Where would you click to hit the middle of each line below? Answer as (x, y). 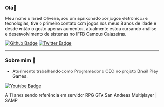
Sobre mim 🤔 (20, 60)
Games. (20, 76)
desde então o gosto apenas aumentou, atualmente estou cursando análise (81, 29)
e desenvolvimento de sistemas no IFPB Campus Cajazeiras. (66, 34)
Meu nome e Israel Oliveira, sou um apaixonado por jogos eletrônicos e (77, 18)
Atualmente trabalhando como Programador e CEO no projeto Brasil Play (85, 71)
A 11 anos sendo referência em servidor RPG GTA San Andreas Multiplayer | (81, 95)
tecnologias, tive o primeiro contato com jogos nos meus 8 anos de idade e (81, 23)
